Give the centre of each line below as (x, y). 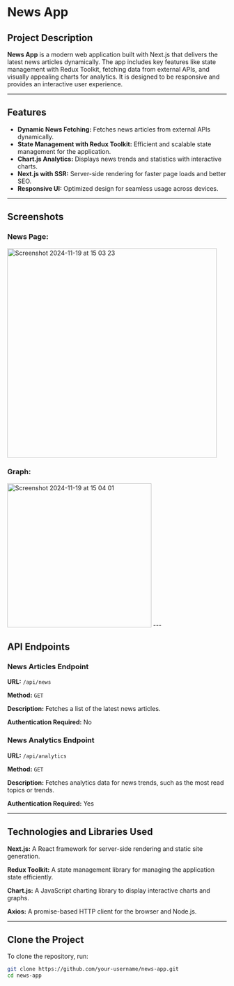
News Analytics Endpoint (51, 740)
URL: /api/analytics (37, 756)
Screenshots (36, 217)
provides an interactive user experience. (65, 84)
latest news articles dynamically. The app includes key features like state (112, 62)
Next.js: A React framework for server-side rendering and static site (105, 848)
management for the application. (64, 151)
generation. (24, 856)
